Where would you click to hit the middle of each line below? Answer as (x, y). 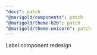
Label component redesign (39, 45)
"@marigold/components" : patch (44, 17)
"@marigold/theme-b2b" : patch (43, 23)
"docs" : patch (23, 12)
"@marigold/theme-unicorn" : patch (48, 28)
